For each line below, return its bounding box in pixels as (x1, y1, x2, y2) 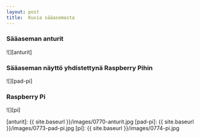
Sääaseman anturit (6, 35, 64, 43)
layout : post (6, 9, 40, 15)
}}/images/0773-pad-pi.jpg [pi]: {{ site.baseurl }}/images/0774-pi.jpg (6, 125, 180, 132)
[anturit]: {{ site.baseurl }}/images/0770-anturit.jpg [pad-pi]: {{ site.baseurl (6, 118, 194, 125)
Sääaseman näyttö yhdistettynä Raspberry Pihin (6, 63, 153, 72)
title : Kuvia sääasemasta (6, 15, 75, 21)
